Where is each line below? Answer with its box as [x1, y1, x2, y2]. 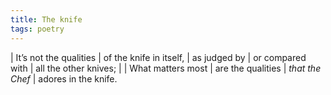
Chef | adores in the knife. [10, 72, 118, 85]
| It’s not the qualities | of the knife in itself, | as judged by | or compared [10, 51, 307, 63]
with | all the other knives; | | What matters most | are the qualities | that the [10, 62, 322, 74]
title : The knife [10, 14, 83, 25]
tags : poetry [10, 24, 65, 34]
